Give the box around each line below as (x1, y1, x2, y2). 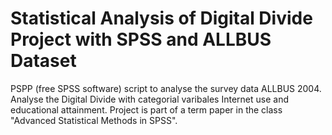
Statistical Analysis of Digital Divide (10, 7, 313, 30)
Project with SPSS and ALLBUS (10, 28, 272, 51)
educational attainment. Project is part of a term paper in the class (10, 103, 283, 116)
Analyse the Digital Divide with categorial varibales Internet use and (10, 93, 289, 105)
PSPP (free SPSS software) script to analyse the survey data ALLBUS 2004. (10, 82, 322, 94)
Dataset (10, 50, 77, 72)
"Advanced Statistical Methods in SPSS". (10, 114, 178, 126)
